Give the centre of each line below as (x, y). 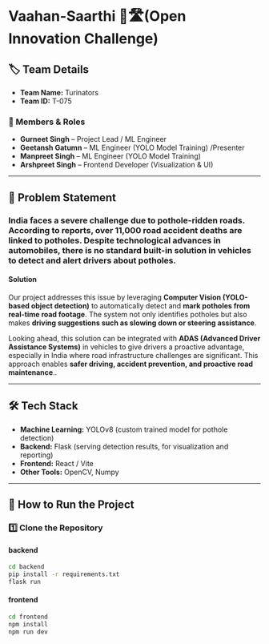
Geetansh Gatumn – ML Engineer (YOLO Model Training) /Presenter (132, 148)
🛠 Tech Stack (43, 406)
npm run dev (28, 632)
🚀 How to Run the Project (71, 505)
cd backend (26, 567)
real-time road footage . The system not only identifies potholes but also (128, 314)
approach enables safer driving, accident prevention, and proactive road (131, 364)
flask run (25, 582)
